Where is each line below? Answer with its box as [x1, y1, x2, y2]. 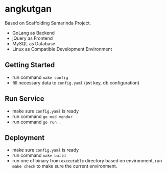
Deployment [5, 133, 45, 142]
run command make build [12, 152, 66, 158]
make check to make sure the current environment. [12, 163, 117, 169]
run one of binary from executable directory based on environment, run [12, 158, 162, 164]
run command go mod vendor [12, 113, 73, 120]
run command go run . [12, 119, 62, 125]
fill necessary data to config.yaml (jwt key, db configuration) [12, 79, 140, 85]
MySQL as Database [12, 40, 56, 46]
